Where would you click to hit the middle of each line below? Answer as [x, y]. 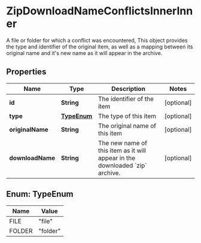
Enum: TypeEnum [40, 194]
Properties [26, 72]
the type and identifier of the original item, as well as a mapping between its [100, 47]
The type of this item [127, 116]
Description [128, 89]
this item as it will [122, 150]
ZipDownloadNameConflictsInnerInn [100, 11]
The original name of [127, 126]
